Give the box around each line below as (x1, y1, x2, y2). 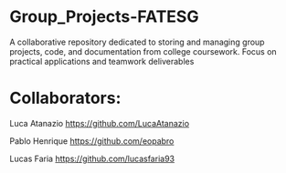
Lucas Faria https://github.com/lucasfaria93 (9, 153, 175, 164)
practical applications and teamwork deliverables (9, 56, 195, 66)
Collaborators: (9, 88, 122, 108)
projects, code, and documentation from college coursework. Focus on (9, 46, 277, 56)
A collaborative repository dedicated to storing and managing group (9, 36, 265, 47)
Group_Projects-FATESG (9, 6, 199, 27)
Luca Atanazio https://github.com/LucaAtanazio (9, 117, 190, 128)
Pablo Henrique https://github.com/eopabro (9, 135, 175, 147)
